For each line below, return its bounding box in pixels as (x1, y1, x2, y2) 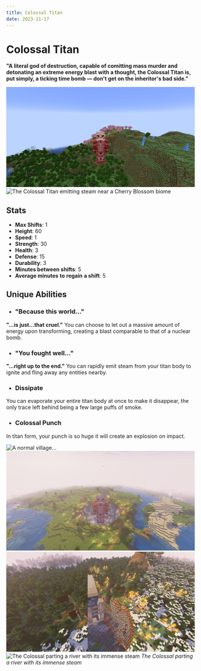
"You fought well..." (14, 348, 74, 357)
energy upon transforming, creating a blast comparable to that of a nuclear (6, 327, 191, 335)
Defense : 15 (14, 253, 45, 260)
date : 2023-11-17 (6, 16, 50, 22)
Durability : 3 (14, 260, 47, 267)
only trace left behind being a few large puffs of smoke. (6, 404, 143, 411)
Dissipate (14, 384, 44, 392)
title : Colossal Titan (6, 10, 63, 16)
